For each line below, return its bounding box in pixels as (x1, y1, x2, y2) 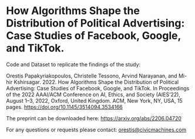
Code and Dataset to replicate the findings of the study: (6, 60, 141, 68)
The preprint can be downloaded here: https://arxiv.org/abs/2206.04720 (6, 114, 182, 121)
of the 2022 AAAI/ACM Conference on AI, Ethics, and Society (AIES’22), (6, 91, 181, 98)
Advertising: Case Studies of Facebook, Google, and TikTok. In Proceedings (6, 84, 190, 91)
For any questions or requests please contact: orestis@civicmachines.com (6, 126, 187, 133)
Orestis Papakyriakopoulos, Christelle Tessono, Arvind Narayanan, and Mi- (6, 72, 187, 79)
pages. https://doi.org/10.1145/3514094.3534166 (6, 103, 123, 110)
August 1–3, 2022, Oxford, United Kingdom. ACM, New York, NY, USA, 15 (6, 97, 183, 104)
